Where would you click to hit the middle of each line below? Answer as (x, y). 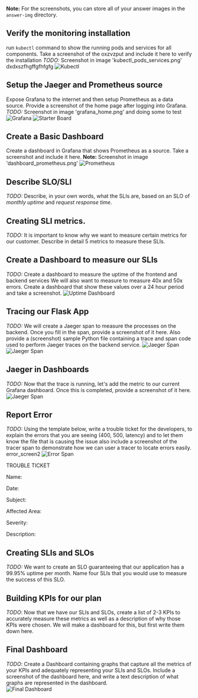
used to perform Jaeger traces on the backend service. (74, 344)
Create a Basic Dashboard (55, 137)
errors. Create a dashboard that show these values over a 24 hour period (95, 286)
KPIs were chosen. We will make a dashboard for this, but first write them (95, 625)
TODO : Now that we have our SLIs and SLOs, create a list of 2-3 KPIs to (93, 612)
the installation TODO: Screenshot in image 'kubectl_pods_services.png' (94, 60)
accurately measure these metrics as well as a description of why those (93, 618)
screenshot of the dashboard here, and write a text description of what (92, 676)
